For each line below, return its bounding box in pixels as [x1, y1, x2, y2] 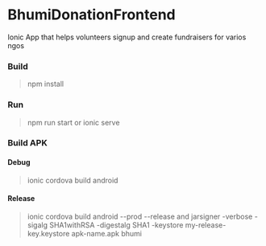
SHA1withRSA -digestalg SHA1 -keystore [48, 219, 184, 230]
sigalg [27, 219, 48, 230]
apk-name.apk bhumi [71, 228, 143, 238]
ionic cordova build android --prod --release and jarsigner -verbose [27, 211, 253, 221]
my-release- [185, 219, 227, 230]
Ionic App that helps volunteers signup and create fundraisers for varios [7, 32, 247, 42]
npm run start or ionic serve [27, 117, 120, 127]
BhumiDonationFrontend [7, 6, 177, 24]
